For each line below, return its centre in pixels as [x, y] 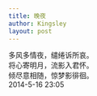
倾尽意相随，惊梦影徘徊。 [51, 76]
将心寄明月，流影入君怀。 [51, 65]
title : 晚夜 [27, 16]
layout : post [30, 31]
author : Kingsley [38, 24]
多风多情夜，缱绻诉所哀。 [51, 55]
